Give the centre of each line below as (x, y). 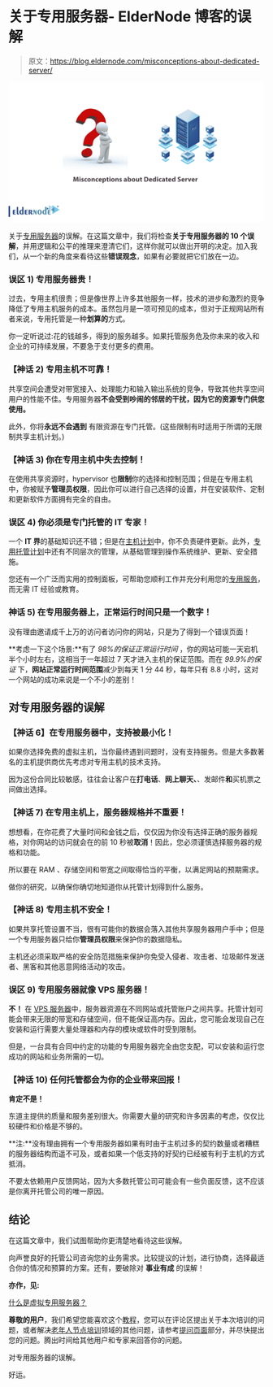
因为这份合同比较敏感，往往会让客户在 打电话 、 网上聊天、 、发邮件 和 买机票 (131, 779)
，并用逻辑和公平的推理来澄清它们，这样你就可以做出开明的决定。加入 (133, 246)
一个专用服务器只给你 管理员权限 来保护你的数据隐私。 (97, 939)
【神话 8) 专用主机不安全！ (61, 910)
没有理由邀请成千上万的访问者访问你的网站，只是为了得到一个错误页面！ (129, 632)
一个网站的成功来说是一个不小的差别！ (72, 679)
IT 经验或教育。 (57, 589)
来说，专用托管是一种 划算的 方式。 (72, 319)
